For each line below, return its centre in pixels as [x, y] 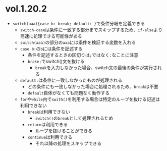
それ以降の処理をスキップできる [68, 143]
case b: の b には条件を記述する [51, 48]
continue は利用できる [50, 137]
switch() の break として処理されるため [74, 118]
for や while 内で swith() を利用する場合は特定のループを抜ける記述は [90, 99]
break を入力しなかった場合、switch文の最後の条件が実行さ [96, 67]
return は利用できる [48, 124]
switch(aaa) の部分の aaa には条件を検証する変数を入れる [78, 42]
